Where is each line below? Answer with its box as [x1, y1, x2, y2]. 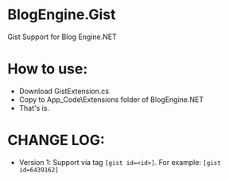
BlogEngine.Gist [7, 6, 116, 24]
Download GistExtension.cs [18, 86, 109, 96]
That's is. [18, 103, 49, 112]
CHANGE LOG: [7, 132, 105, 149]
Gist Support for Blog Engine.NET [7, 32, 117, 41]
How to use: [7, 60, 88, 78]
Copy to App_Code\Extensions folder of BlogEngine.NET [18, 94, 204, 104]
